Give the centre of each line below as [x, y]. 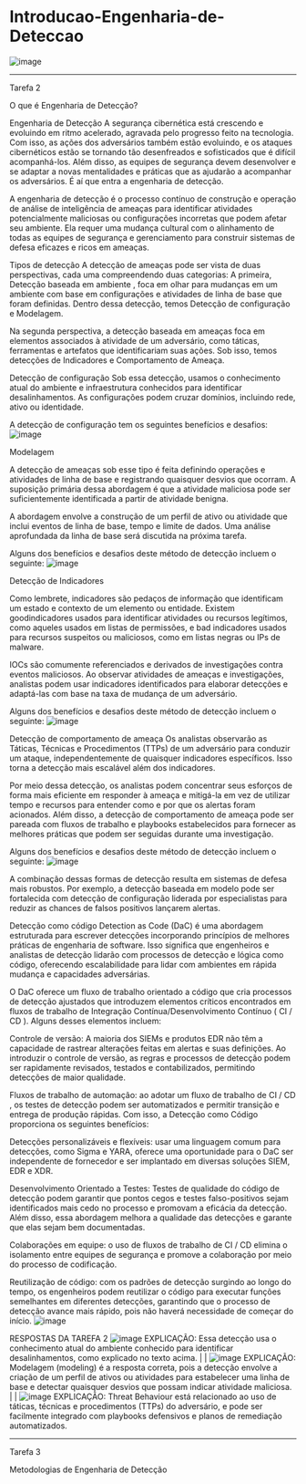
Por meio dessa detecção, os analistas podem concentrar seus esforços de [151, 785]
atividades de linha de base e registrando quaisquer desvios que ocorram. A [153, 479]
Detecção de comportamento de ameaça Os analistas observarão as [138, 738]
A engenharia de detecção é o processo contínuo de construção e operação [153, 199]
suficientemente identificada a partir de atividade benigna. [119, 498]
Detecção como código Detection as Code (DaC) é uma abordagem [137, 925]
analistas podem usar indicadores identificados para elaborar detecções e [149, 684]
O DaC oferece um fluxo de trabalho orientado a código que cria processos [151, 991]
